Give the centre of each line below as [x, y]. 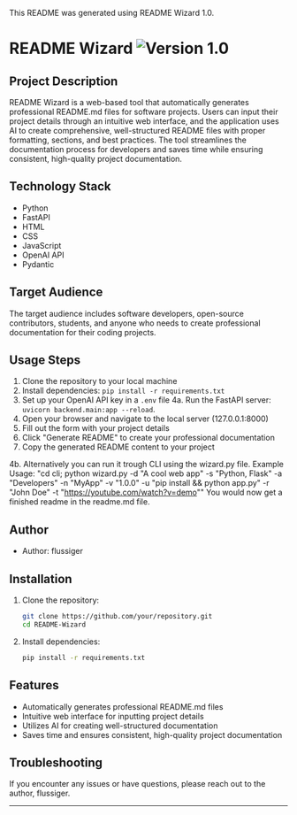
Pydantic [38, 264]
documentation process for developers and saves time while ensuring [136, 149]
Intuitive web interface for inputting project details [113, 716]
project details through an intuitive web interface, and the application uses [145, 121]
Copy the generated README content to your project [118, 447]
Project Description [64, 81]
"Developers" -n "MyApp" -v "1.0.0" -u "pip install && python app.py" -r [139, 483]
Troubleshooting [56, 762]
